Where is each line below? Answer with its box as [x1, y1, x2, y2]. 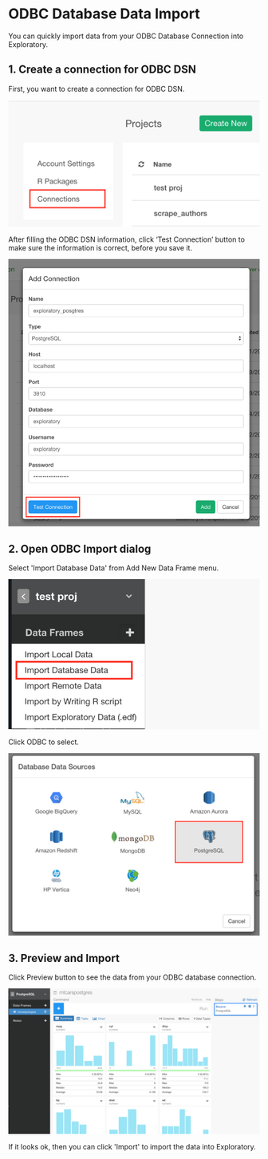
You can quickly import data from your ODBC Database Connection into [8, 31, 244, 41]
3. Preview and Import [8, 951, 120, 965]
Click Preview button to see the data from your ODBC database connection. [8, 972, 257, 982]
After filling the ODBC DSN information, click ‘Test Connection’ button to [8, 235, 246, 244]
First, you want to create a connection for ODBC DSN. [8, 84, 185, 93]
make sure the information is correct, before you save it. [8, 242, 193, 252]
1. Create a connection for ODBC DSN [8, 63, 197, 77]
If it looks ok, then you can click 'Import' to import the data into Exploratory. [8, 1141, 257, 1151]
